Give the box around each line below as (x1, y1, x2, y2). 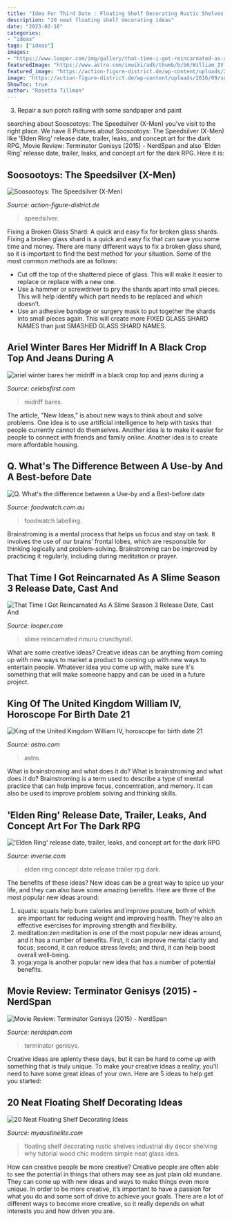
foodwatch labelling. (23, 516, 82, 525)
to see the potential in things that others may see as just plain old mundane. (7, 1169, 222, 1178)
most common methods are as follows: (7, 256, 117, 265)
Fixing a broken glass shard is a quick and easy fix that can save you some (7, 234, 220, 243)
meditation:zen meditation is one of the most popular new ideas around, (17, 929, 222, 937)
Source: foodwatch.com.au (7, 502, 85, 511)
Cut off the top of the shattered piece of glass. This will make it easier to (17, 270, 223, 279)
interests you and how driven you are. (7, 1207, 115, 1215)
